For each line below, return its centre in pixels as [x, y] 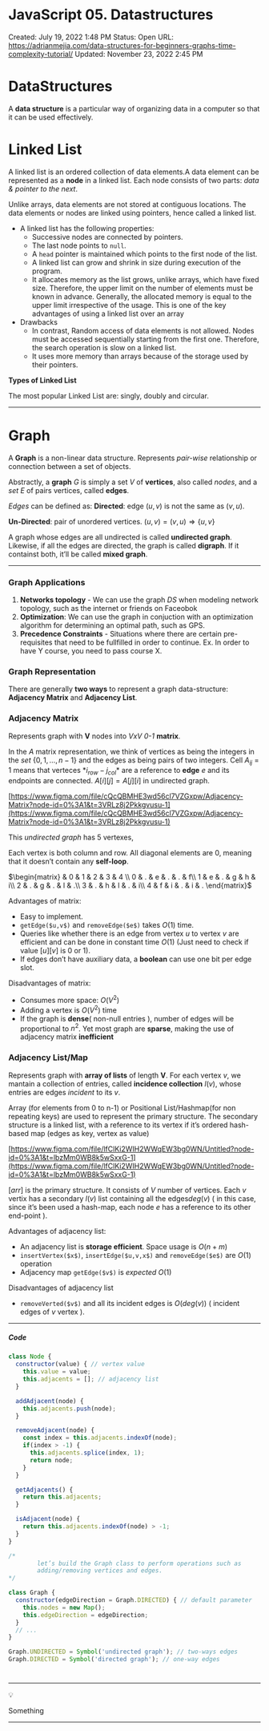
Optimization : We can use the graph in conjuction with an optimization [137, 617]
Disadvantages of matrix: [50, 983]
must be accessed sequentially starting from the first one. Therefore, [146, 339]
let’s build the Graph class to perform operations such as [139, 1563]
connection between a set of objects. [70, 466]
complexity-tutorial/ [41, 54]
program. [47, 271]
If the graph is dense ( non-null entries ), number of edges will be [127, 1018]
